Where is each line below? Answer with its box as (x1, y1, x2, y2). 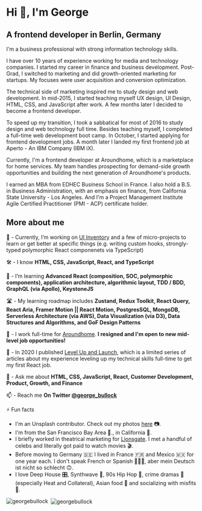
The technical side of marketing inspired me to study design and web (6, 88, 178, 95)
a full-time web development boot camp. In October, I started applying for (6, 132, 189, 139)
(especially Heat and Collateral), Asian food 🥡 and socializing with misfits (14, 479, 197, 486)
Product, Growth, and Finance (6, 379, 83, 387)
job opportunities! (19, 337, 66, 344)
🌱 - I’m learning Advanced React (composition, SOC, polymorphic (6, 272, 173, 279)
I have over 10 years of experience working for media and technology (6, 57, 179, 64)
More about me (6, 217, 65, 228)
